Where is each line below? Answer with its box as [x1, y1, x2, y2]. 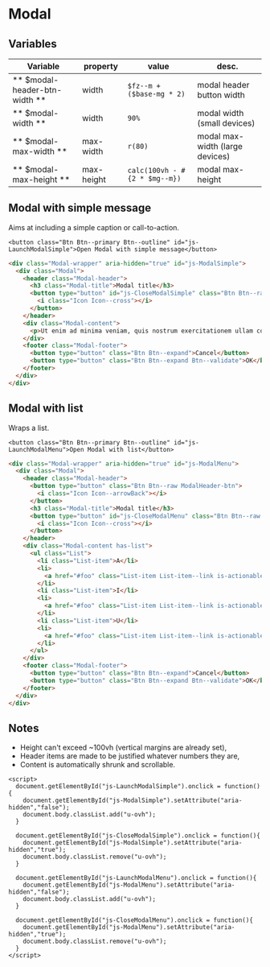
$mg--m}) [148, 174, 182, 183]
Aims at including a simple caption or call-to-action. [8, 222, 179, 232]
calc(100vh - [127, 166, 178, 175]
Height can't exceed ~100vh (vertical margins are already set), [19, 742, 227, 753]
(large [220, 141, 243, 151]
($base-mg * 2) [127, 89, 186, 98]
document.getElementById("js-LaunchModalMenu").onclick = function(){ [15, 874, 257, 882]
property [83, 61, 119, 72]
